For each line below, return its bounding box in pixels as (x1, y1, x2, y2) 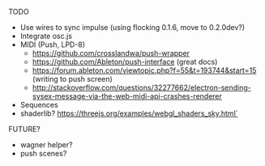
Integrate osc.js (19, 32, 73, 40)
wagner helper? (19, 140, 73, 149)
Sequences (19, 100, 58, 109)
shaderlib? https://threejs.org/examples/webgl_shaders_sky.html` (19, 109, 238, 118)
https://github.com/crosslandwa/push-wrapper (32, 49, 190, 57)
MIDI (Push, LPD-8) (19, 40, 86, 49)
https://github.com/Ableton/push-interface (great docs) (32, 57, 218, 66)
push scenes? (19, 149, 67, 158)
